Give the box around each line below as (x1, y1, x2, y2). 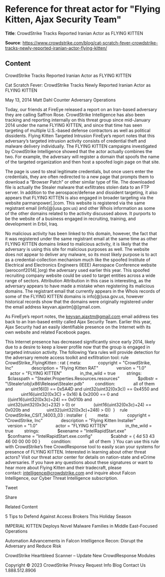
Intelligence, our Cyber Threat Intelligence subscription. (5, 475, 118, 481)
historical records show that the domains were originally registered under (5, 299, 154, 305)
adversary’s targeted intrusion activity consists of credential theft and (5, 138, 146, 144)
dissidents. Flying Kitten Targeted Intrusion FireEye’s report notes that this (5, 132, 155, 139)
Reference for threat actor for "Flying (5, 3, 161, 15)
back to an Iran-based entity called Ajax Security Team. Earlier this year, (5, 318, 152, 324)
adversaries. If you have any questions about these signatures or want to (5, 459, 153, 465)
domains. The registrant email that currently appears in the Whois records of (5, 288, 161, 294)
